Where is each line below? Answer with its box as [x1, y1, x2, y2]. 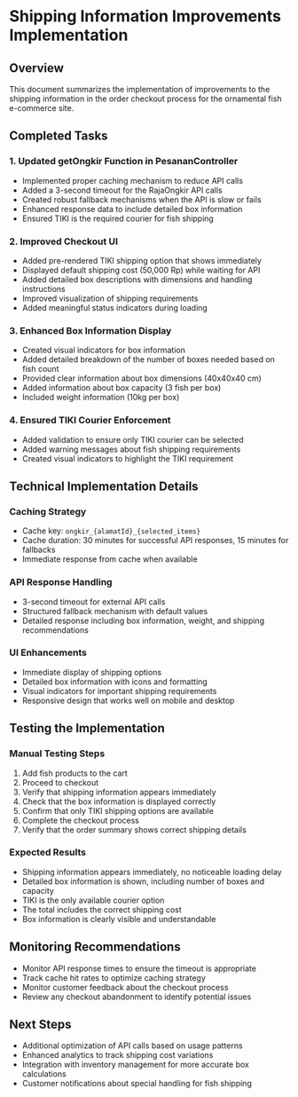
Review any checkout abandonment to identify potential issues [21, 991, 252, 1002]
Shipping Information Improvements [9, 6, 282, 27]
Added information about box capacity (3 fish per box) [21, 383, 222, 393]
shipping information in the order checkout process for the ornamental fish [9, 93, 282, 104]
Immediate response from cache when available [21, 554, 198, 564]
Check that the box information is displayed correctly [21, 796, 216, 807]
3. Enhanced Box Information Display [9, 324, 172, 336]
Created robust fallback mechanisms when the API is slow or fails [21, 193, 262, 205]
